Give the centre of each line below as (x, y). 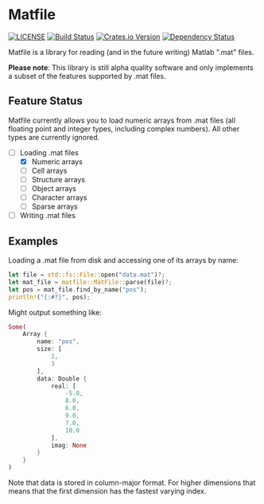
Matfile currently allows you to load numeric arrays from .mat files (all (122, 120)
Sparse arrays (54, 207)
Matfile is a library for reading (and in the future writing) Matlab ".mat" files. (131, 52)
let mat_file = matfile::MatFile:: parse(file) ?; (90, 282)
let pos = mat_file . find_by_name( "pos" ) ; (78, 289)
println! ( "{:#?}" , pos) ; (49, 297)
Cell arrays (49, 170)
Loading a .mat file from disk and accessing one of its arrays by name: (123, 260)
